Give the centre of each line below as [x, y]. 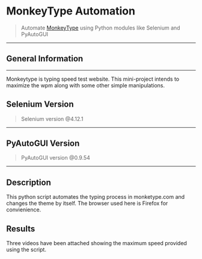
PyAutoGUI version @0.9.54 [55, 158]
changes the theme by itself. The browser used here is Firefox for [87, 204]
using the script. [26, 249]
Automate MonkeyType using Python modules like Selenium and [100, 28]
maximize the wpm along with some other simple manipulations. [86, 85]
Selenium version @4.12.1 [52, 119]
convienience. [24, 210]
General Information [45, 59]
